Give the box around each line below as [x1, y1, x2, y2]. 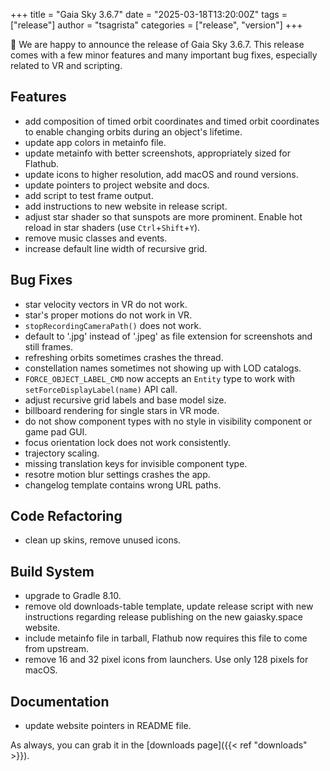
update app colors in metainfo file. [24, 136, 167, 148]
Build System [10, 563, 95, 580]
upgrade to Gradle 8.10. [24, 590, 122, 602]
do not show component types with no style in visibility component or [24, 415, 313, 427]
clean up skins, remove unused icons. [24, 534, 182, 546]
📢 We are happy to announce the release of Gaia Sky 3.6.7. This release [10, 39, 305, 50]
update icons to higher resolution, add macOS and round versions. [24, 168, 299, 180]
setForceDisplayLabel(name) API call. [24, 383, 178, 395]
